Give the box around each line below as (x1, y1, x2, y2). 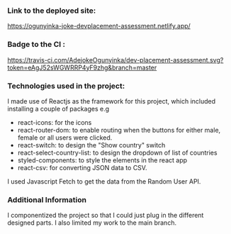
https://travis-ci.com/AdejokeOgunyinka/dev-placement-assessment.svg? (7, 55, 224, 64)
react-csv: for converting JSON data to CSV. (17, 163, 147, 172)
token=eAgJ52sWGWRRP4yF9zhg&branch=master (7, 63, 157, 72)
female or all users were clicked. (17, 133, 113, 142)
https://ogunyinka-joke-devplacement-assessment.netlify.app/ (7, 22, 191, 30)
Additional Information (7, 194, 87, 204)
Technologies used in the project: (7, 81, 125, 91)
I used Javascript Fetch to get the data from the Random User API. (7, 177, 201, 186)
